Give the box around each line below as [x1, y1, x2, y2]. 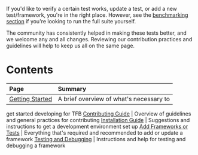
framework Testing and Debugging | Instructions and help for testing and [6, 135, 186, 142]
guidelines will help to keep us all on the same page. [6, 42, 135, 49]
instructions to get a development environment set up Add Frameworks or [6, 123, 188, 130]
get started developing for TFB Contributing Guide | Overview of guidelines [6, 110, 191, 117]
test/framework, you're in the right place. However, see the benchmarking [6, 11, 188, 19]
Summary [57, 84, 87, 93]
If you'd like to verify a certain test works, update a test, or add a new [6, 5, 178, 12]
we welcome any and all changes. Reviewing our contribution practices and [6, 36, 193, 42]
